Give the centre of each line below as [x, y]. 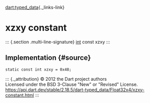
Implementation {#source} [48, 58]
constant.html [20, 95]
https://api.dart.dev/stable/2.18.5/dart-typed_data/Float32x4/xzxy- [75, 90]
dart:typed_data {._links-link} [35, 7]
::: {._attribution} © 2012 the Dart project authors [56, 79]
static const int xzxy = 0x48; [38, 70]
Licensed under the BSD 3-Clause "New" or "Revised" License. [72, 84]
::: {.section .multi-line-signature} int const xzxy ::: [58, 42]
